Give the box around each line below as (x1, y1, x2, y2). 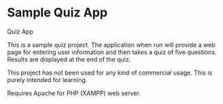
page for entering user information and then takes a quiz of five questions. (7, 48, 217, 56)
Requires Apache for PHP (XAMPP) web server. (7, 89, 141, 97)
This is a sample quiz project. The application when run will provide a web (7, 40, 215, 49)
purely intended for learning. (7, 75, 88, 83)
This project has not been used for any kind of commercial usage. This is (7, 68, 213, 77)
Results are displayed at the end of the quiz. (7, 55, 131, 63)
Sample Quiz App (7, 5, 108, 21)
